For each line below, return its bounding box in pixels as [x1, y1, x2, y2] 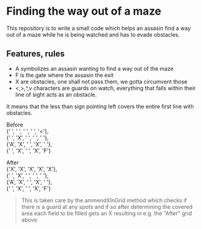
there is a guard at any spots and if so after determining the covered [21, 203, 193, 210]
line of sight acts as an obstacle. [15, 90, 96, 98]
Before [6, 121, 23, 128]
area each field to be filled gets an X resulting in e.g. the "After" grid [21, 209, 192, 217]
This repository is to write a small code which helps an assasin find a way [6, 24, 191, 32]
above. [21, 216, 39, 224]
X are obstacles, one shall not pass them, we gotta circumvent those [15, 78, 188, 85]
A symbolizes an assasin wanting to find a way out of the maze [15, 65, 174, 72]
